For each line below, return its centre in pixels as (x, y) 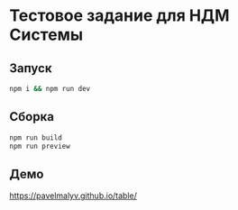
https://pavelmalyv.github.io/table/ (73, 196)
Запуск (31, 68)
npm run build (36, 137)
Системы (46, 35)
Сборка (32, 117)
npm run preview (40, 146)
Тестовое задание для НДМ (119, 16)
